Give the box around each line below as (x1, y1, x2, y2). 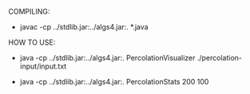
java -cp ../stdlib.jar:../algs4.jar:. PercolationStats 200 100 (19, 77, 209, 86)
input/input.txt (19, 61, 67, 71)
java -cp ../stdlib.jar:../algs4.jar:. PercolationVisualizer (19, 53, 196, 62)
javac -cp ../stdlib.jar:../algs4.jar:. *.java (19, 22, 149, 31)
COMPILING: (8, 7, 50, 16)
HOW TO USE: (8, 37, 56, 47)
